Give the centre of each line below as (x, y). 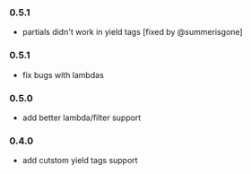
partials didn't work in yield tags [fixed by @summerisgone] (133, 32)
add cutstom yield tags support (80, 161)
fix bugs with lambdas (63, 74)
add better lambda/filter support (82, 117)
